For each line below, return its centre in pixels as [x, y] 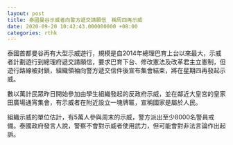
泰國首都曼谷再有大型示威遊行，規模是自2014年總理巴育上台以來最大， [109, 53]
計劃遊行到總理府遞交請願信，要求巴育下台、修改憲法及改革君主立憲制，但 [119, 62]
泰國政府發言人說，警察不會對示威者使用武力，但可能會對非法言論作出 [119, 126]
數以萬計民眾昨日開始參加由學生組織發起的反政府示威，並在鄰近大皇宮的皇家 [116, 94]
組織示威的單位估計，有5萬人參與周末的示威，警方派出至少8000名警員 [108, 117]
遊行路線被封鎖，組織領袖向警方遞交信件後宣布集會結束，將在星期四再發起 [113, 70]
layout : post [26, 13]
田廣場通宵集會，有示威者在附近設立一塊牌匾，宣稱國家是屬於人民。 [104, 103]
